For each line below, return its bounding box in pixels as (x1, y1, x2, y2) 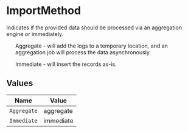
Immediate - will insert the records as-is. (15, 60, 117, 68)
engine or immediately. (6, 30, 64, 37)
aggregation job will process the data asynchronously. (15, 48, 151, 56)
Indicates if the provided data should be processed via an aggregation (6, 24, 183, 31)
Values (6, 78, 33, 88)
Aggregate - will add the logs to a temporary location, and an (15, 42, 169, 49)
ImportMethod (6, 4, 81, 18)
